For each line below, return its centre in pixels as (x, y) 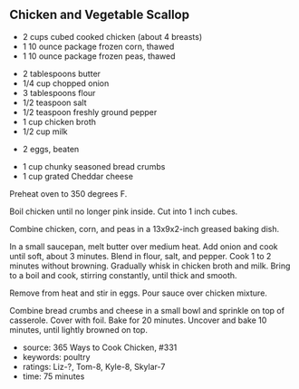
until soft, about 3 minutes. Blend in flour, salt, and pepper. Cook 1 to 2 (140, 256)
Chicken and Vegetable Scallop (100, 15)
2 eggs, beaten (51, 149)
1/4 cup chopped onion (66, 83)
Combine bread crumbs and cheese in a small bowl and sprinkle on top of (147, 310)
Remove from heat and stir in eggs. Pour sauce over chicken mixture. (138, 293)
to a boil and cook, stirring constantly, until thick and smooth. (123, 275)
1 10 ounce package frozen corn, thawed (98, 46)
